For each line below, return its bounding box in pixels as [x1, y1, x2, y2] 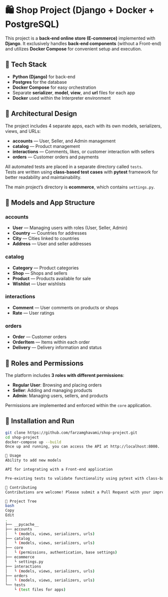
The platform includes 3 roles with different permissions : [5, 372, 124, 378]
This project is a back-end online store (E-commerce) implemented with [5, 35, 156, 41]
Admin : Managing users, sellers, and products [12, 392, 108, 399]
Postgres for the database [12, 79, 67, 85]
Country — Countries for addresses [12, 230, 87, 236]
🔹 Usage [5, 453, 21, 458]
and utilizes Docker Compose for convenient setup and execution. [5, 46, 142, 52]
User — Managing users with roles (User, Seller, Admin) [12, 225, 127, 231]
